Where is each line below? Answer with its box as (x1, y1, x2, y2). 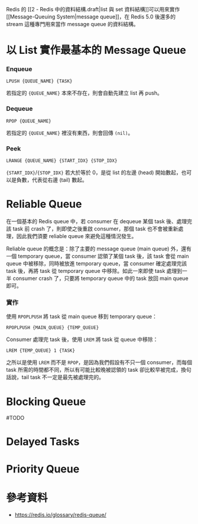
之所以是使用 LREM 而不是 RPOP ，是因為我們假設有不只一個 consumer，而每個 (6, 359, 193, 366)
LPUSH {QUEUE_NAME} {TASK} (6, 78, 73, 85)
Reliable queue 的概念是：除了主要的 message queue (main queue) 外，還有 (6, 245, 192, 252)
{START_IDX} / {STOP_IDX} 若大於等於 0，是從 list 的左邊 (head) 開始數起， (6, 169, 181, 176)
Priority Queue (6, 462, 80, 475)
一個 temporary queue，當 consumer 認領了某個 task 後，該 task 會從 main (6, 253, 189, 260)
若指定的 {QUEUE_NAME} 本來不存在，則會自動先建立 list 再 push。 (6, 89, 163, 97)
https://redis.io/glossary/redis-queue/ (14, 511, 106, 518)
